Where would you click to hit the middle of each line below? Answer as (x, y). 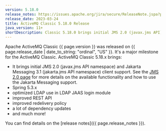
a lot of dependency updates (41, 108)
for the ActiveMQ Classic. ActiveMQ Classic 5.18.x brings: (63, 57)
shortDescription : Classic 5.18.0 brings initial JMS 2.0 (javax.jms (78, 33)
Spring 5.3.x (24, 87)
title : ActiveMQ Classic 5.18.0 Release (47, 23)
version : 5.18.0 (22, 10)
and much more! (29, 114)
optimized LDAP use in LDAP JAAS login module (62, 93)
